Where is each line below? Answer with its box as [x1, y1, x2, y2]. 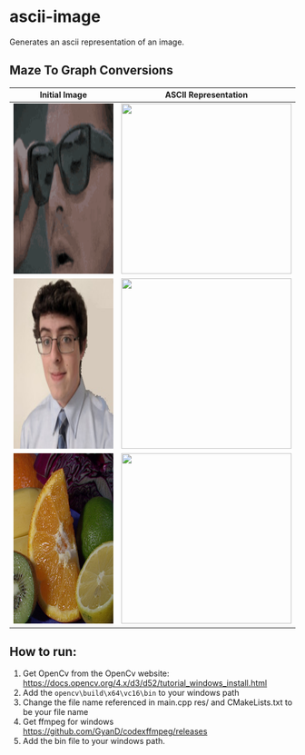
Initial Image [39, 89, 88, 101]
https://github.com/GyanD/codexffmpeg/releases [22, 726, 208, 737]
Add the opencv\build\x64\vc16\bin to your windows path [22, 688, 240, 699]
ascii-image [9, 6, 102, 27]
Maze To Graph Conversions [9, 63, 174, 78]
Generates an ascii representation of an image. [9, 36, 184, 47]
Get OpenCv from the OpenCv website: [22, 668, 170, 679]
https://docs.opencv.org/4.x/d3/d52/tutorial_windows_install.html [22, 678, 268, 689]
